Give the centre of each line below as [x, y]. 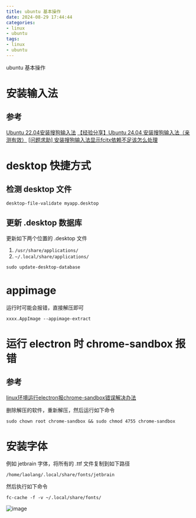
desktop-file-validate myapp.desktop [53, 203]
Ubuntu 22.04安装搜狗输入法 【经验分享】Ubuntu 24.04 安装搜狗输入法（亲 [98, 132]
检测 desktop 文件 [39, 189]
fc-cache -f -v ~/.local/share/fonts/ [54, 498]
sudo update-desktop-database [43, 267]
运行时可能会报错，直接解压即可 [45, 307]
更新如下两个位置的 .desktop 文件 [47, 238]
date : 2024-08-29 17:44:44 [39, 17]
